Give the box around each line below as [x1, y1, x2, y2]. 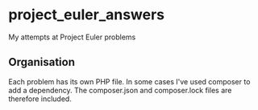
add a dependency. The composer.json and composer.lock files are [8, 85, 232, 95]
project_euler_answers [8, 6, 165, 24]
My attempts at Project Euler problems [8, 32, 136, 42]
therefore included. [8, 94, 73, 104]
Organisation [8, 55, 75, 69]
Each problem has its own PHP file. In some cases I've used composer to [8, 76, 251, 86]
